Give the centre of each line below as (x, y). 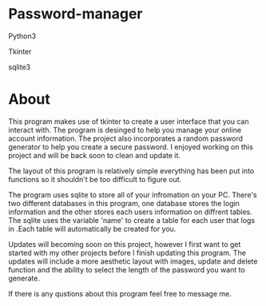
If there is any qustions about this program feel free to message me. (120, 293)
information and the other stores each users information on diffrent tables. (131, 212)
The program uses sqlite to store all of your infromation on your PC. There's (133, 195)
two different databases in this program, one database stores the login (124, 203)
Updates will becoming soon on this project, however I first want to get (125, 244)
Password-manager (75, 14)
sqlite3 (19, 67)
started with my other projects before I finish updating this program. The (127, 252)
